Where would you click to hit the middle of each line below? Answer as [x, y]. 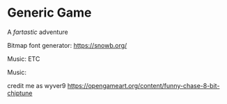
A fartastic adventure [38, 32]
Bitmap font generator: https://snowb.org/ [67, 45]
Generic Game [49, 13]
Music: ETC [24, 59]
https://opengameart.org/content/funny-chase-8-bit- [143, 85]
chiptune [20, 93]
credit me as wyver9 [37, 85]
